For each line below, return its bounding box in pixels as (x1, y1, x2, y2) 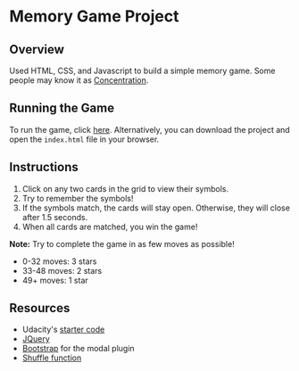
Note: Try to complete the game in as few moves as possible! (9, 238, 235, 249)
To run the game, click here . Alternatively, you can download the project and (9, 124, 290, 135)
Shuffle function (21, 352, 82, 363)
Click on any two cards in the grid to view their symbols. (21, 183, 229, 194)
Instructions (9, 160, 79, 175)
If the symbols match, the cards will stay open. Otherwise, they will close (21, 202, 290, 213)
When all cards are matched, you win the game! (21, 221, 198, 232)
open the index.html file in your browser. (9, 134, 160, 144)
